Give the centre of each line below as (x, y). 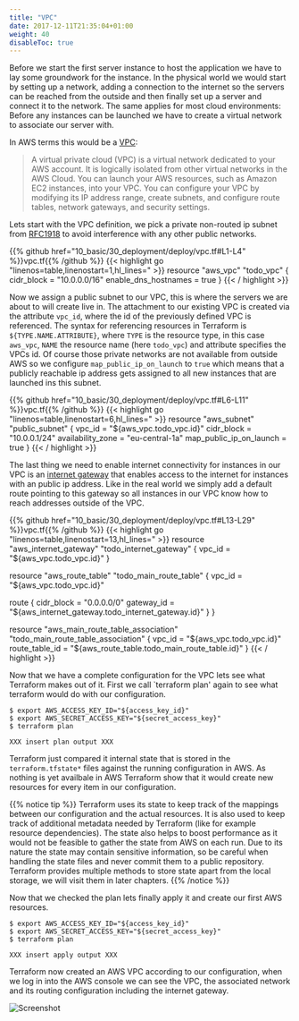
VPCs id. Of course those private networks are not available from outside (144, 354)
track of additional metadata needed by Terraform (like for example (133, 823)
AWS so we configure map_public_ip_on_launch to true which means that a (147, 364)
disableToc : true (42, 43)
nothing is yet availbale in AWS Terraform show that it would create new (141, 778)
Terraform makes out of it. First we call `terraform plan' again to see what (144, 685)
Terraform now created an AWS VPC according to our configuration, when (146, 972)
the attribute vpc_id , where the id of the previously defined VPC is (130, 316)
